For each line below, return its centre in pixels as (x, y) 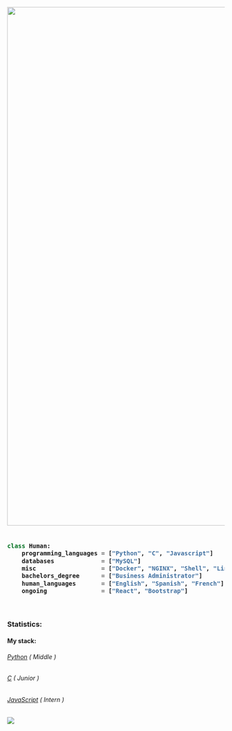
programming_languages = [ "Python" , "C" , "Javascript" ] (118, 554)
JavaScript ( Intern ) (36, 699)
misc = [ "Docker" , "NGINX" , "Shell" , (116, 568)
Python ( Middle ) (32, 656)
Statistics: (25, 624)
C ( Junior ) (23, 678)
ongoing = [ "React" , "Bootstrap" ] (105, 591)
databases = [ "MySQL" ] (81, 561)
